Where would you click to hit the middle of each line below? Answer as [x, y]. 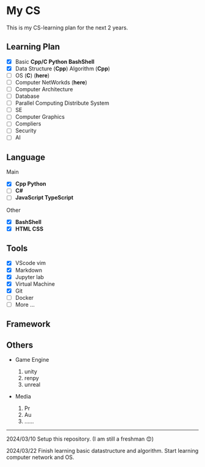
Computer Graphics [40, 117]
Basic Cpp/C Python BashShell [55, 61]
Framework [28, 324]
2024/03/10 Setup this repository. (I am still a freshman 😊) [80, 439]
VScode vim [31, 263]
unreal [32, 385]
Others [20, 345]
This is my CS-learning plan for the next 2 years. [67, 28]
